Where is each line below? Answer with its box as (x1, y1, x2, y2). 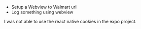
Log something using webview (11, 9, 74, 15)
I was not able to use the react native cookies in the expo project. (4, 19, 137, 24)
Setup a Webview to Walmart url (11, 4, 77, 10)
